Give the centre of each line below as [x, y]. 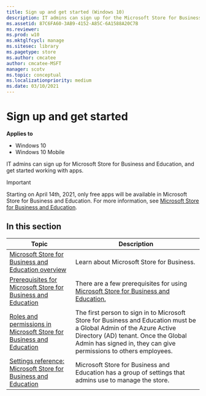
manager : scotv [26, 69]
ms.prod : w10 [23, 35]
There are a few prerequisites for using [131, 283]
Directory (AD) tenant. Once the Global [131, 335]
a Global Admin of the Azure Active [126, 328]
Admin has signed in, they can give [125, 343]
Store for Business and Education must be [135, 320]
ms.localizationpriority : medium [49, 80]
